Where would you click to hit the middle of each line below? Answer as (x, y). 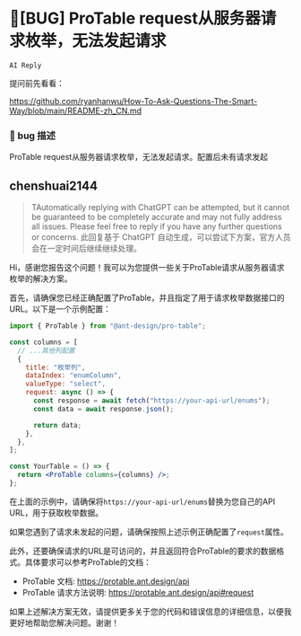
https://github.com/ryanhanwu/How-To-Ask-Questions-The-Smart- (133, 101)
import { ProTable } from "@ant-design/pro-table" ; (107, 326)
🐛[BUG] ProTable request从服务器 (135, 18)
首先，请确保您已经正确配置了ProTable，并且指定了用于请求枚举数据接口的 (147, 298)
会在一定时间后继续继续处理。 (86, 249)
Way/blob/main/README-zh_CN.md (75, 110)
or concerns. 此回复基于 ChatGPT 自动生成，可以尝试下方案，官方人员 (161, 237)
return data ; (57, 425)
